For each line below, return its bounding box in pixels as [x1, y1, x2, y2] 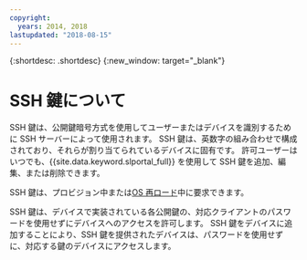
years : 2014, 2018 [17, 22, 89, 31]
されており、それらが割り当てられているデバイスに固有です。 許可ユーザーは [9, 145, 299, 156]
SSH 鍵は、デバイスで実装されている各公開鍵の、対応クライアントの [9, 206, 268, 217]
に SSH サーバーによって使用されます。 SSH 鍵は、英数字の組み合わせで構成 [9, 133, 298, 144]
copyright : [9, 13, 51, 23]
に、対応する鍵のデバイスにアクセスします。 [9, 241, 176, 252]
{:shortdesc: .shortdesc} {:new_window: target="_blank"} [9, 56, 226, 67]
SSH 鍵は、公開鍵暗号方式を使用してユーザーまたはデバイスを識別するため [9, 122, 292, 133]
